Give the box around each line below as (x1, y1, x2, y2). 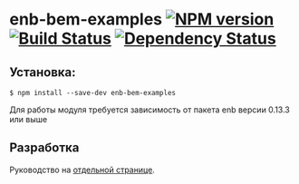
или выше (9, 114, 48, 124)
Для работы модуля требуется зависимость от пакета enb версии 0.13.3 (9, 104, 290, 115)
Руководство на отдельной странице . (9, 164, 156, 175)
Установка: (9, 64, 76, 80)
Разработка (9, 140, 80, 156)
